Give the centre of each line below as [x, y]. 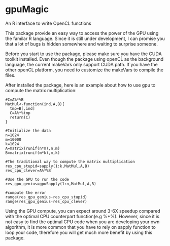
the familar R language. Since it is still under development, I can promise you [85, 38]
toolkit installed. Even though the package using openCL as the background [84, 59]
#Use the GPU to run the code [37, 179]
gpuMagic [27, 9]
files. [10, 75]
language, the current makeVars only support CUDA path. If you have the [82, 64]
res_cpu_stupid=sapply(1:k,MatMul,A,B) [47, 166]
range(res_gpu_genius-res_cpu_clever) [46, 201]
